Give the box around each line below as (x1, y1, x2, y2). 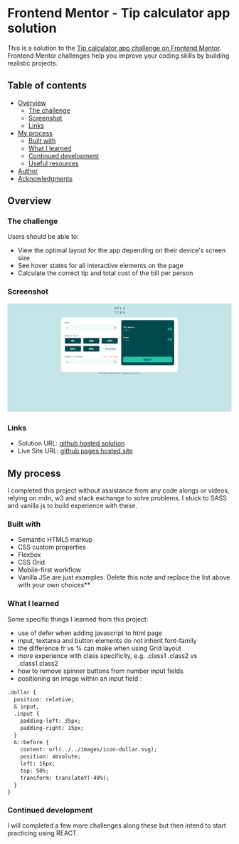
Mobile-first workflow (17, 565, 82, 575)
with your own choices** (17, 581, 91, 590)
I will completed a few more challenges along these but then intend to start (7, 821, 226, 830)
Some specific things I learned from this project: (7, 614, 149, 623)
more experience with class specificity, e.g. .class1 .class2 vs (17, 651, 198, 660)
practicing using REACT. (7, 828, 79, 837)
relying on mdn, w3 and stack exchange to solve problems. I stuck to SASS (7, 493, 228, 502)
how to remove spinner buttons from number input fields (17, 667, 184, 675)
